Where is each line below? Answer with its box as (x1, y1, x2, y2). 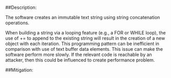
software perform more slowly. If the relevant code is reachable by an (5, 51, 152, 57)
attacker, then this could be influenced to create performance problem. (5, 57, 155, 63)
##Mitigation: (5, 67, 33, 73)
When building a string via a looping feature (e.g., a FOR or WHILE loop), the (5, 30, 166, 35)
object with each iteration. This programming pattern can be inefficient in (5, 41, 160, 47)
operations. (5, 20, 30, 26)
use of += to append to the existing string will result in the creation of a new (5, 35, 165, 41)
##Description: (5, 5, 37, 10)
